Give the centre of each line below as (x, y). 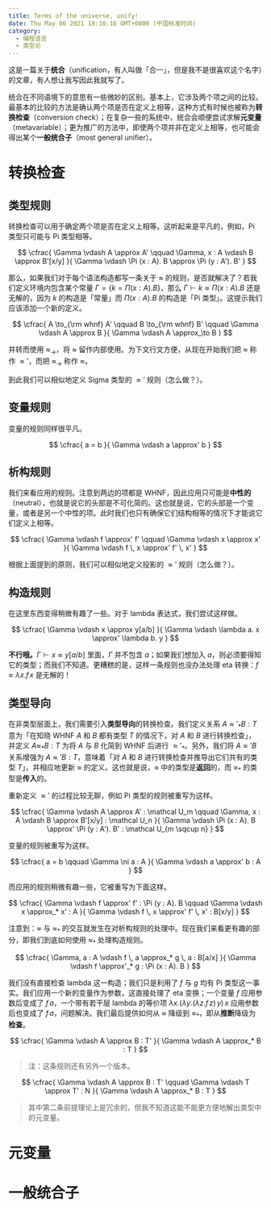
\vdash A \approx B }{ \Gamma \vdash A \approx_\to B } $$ (135, 333)
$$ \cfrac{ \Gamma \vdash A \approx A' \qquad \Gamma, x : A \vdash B (135, 253)
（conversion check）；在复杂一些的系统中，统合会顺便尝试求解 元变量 (146, 117)
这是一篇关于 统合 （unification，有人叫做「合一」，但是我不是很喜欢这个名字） (135, 70)
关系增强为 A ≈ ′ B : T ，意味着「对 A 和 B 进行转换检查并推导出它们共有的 (129, 757)
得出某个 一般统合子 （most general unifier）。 (83, 137)
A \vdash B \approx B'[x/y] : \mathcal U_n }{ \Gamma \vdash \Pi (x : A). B (135, 820)
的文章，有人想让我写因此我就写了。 (69, 80)
